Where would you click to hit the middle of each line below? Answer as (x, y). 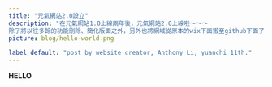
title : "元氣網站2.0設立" (49, 16)
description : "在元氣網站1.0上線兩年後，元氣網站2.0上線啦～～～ (108, 23)
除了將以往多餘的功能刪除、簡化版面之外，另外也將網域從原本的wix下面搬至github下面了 (137, 31)
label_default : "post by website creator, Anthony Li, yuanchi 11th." (130, 53)
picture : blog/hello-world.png (61, 38)
